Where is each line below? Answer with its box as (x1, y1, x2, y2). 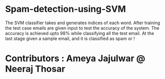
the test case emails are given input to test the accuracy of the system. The (5, 25, 160, 31)
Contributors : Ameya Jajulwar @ (5, 53, 146, 64)
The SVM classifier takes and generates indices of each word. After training (5, 20, 161, 26)
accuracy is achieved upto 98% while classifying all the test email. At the (5, 30, 155, 36)
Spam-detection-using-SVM (5, 3, 126, 15)
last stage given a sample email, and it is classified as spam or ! (5, 36, 135, 41)
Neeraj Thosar (5, 63, 66, 75)
